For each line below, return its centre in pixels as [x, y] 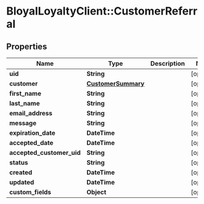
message [23, 123]
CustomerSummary [115, 83]
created [21, 172]
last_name [25, 103]
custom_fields [30, 192]
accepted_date [31, 143]
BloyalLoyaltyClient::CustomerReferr [102, 11]
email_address [31, 113]
